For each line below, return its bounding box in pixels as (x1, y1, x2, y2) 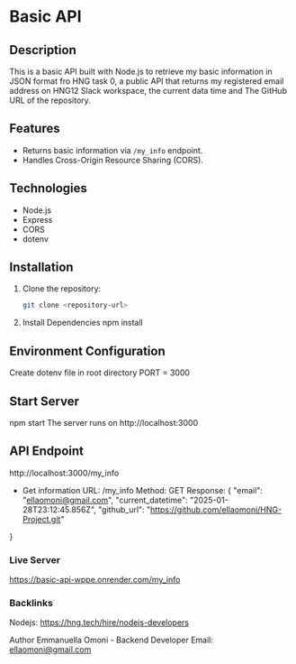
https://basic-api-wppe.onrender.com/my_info (9, 575, 181, 586)
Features (9, 121, 60, 136)
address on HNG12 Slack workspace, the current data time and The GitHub (9, 86, 288, 96)
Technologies (9, 180, 88, 196)
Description (9, 42, 76, 58)
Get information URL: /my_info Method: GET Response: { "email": (22, 484, 264, 495)
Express (22, 214, 53, 225)
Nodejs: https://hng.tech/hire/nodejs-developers (9, 617, 189, 628)
